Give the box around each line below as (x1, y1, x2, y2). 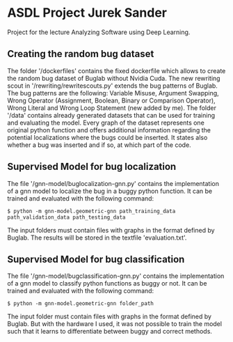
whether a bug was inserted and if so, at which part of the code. (7, 141, 191, 149)
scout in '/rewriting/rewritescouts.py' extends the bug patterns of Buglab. (7, 81, 218, 90)
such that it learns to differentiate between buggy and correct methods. (7, 327, 212, 336)
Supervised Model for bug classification (7, 253, 185, 265)
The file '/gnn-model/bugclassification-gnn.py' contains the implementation (7, 272, 225, 280)
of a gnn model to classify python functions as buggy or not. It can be (7, 279, 207, 288)
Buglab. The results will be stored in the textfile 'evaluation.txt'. (7, 233, 187, 242)
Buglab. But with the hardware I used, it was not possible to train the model (7, 320, 223, 328)
